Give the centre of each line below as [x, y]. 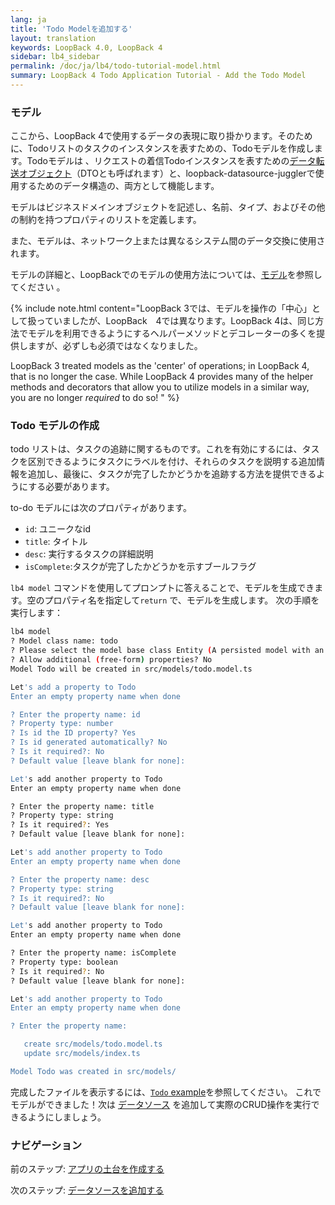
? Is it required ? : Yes [60, 825]
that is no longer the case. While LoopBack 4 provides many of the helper [162, 377]
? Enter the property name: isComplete [93, 953]
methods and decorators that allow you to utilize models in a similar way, [160, 387]
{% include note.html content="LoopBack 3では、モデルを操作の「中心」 [161, 308]
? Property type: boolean [64, 962]
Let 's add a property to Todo [73, 687]
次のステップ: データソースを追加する [87, 1190]
